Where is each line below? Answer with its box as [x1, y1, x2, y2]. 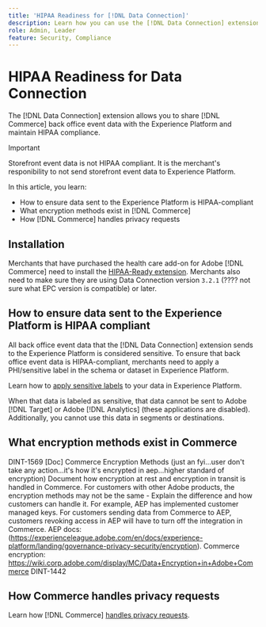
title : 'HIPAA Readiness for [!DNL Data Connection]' [8, 11, 190, 20]
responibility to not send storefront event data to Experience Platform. [8, 167, 236, 177]
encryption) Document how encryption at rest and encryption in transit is [8, 473, 246, 484]
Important [8, 143, 40, 153]
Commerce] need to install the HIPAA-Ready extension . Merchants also [8, 267, 241, 276]
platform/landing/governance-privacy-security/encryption [8, 541, 198, 551]
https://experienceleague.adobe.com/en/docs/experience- [10, 533, 203, 542]
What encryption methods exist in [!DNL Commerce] [19, 206, 192, 216]
